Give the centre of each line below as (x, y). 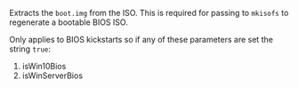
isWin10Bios (44, 66)
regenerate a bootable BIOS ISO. (69, 22)
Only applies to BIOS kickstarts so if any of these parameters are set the (141, 40)
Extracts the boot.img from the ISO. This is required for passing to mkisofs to (149, 13)
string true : (30, 49)
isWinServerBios (52, 76)
